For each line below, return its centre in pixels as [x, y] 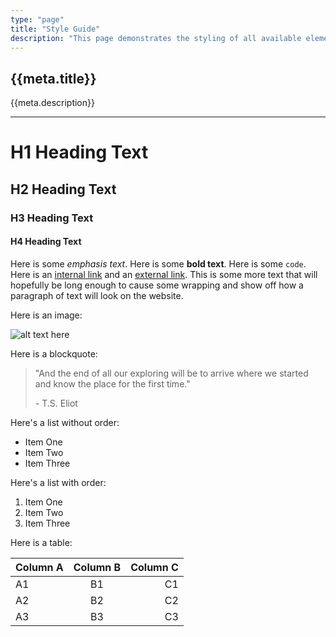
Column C [154, 567]
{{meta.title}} [53, 78]
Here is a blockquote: [54, 353]
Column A [39, 567]
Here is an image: [46, 315]
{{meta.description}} [52, 103]
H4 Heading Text [46, 242]
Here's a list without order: [65, 422]
